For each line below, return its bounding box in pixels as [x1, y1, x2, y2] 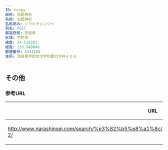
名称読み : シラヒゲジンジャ [5, 21, 54, 26]
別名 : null [5, 26, 26, 31]
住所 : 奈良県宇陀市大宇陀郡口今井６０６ [5, 53, 77, 59]
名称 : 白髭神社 [5, 16, 32, 21]
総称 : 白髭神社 [5, 12, 32, 17]
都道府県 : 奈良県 [5, 30, 36, 35]
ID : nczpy [5, 7, 26, 12]
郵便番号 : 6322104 [5, 49, 41, 54]
